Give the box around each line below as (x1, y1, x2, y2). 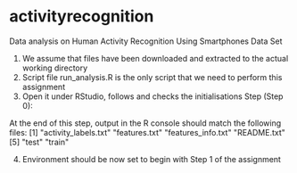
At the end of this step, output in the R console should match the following (9, 118, 282, 128)
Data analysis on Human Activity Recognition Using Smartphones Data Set (9, 36, 283, 46)
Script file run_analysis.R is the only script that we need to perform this (21, 71, 283, 82)
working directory (21, 62, 88, 73)
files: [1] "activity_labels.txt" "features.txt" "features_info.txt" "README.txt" (9, 127, 285, 137)
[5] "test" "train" (9, 136, 70, 147)
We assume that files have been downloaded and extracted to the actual (21, 53, 289, 63)
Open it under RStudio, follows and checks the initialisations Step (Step (21, 91, 284, 102)
